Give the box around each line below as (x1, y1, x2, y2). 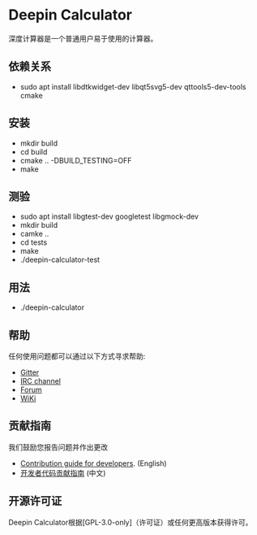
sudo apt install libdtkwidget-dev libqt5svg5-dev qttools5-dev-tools (19, 81, 246, 91)
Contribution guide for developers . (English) (19, 458, 168, 468)
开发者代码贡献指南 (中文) (19, 468, 106, 477)
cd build (19, 146, 48, 156)
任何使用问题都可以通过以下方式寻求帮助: (8, 351, 146, 361)
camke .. (19, 229, 49, 239)
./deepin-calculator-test (19, 254, 100, 265)
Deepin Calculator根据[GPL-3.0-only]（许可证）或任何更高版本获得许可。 (8, 517, 253, 527)
